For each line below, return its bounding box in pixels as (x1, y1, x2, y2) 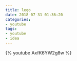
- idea (5, 36, 20, 41)
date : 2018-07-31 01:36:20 (5, 12, 63, 17)
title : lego (5, 7, 31, 13)
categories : (5, 17, 31, 22)
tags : (5, 26, 17, 32)
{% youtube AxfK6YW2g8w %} (5, 49, 72, 56)
